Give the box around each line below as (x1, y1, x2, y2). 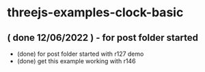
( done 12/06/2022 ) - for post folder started (7, 32, 198, 43)
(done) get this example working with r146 (16, 57, 136, 65)
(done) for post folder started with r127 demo (16, 50, 144, 58)
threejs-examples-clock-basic (7, 5, 184, 20)
